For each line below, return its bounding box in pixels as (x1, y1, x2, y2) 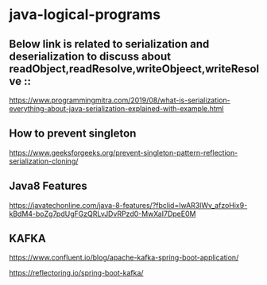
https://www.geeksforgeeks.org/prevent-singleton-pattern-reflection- (9, 148, 238, 157)
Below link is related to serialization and (9, 37, 210, 51)
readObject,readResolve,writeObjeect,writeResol (9, 62, 260, 75)
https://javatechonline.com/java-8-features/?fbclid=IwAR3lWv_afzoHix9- (9, 200, 248, 210)
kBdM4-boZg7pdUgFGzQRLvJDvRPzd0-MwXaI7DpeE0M (9, 209, 196, 218)
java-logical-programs (9, 6, 161, 24)
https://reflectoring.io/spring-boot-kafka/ (9, 268, 144, 278)
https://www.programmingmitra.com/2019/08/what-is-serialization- (9, 95, 231, 105)
